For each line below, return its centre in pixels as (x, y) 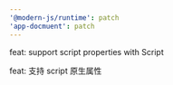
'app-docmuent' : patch (52, 26)
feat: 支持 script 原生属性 (56, 71)
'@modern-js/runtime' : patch (64, 18)
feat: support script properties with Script (87, 52)
